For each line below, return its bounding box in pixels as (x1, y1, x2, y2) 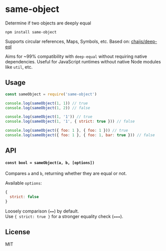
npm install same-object (5, 29, 57, 34)
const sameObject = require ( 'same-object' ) (5, 91, 97, 97)
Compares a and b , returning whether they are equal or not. (5, 171, 127, 177)
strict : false (9, 195, 39, 200)
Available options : (5, 180, 42, 186)
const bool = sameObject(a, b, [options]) (5, 160, 95, 165)
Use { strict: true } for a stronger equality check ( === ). (5, 214, 124, 220)
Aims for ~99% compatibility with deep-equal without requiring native (5, 53, 147, 59)
